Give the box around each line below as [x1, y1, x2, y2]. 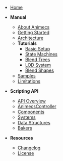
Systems [17, 114, 36, 120]
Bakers [17, 125, 32, 131]
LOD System [25, 62, 51, 68]
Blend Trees [25, 57, 50, 63]
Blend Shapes [25, 67, 54, 73]
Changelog [17, 145, 41, 151]
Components [17, 109, 44, 115]
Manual [10, 14, 27, 20]
